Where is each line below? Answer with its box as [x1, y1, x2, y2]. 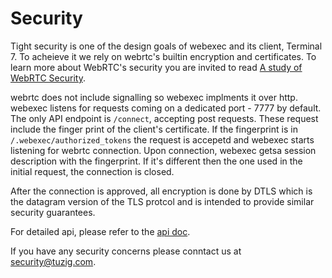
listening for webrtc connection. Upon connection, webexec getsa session [10, 144, 317, 156]
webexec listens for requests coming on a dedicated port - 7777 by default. [10, 102, 322, 114]
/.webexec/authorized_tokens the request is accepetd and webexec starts [10, 133, 315, 146]
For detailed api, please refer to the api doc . [10, 225, 191, 237]
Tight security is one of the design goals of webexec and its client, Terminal [10, 40, 323, 52]
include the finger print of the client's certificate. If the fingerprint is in [10, 123, 298, 135]
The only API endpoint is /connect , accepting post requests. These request [10, 112, 319, 124]
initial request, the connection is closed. [10, 165, 175, 177]
